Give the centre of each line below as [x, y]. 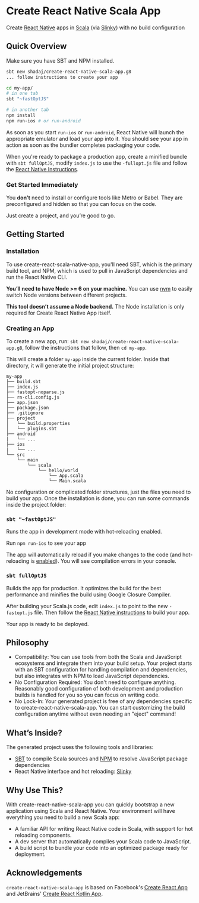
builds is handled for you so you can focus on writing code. [87, 695]
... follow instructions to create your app [62, 77]
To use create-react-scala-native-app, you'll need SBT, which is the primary [99, 264]
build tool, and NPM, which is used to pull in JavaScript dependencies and [97, 270]
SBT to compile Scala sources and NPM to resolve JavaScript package [101, 759]
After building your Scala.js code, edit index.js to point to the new [87, 606]
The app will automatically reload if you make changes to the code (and [94, 555]
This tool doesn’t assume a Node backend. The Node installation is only [95, 306]
